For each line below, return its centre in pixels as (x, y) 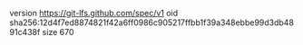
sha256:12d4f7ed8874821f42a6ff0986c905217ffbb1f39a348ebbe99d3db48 (152, 22)
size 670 (58, 32)
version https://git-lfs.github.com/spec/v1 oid (94, 13)
